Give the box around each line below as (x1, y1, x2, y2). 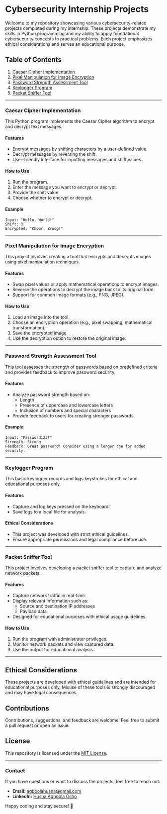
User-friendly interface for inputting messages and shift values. (12, 157, 143, 163)
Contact (5, 767, 25, 774)
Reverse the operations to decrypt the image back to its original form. (12, 287, 155, 293)
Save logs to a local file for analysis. (12, 509, 86, 514)
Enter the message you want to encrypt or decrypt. (12, 184, 117, 190)
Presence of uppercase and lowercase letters (19, 402, 113, 408)
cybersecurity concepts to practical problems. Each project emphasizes (5, 36, 153, 42)
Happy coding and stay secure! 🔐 (5, 803, 74, 809)
